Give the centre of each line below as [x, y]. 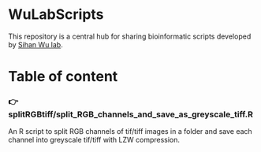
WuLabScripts [56, 15]
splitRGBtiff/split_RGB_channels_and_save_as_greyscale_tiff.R [131, 114]
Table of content [63, 77]
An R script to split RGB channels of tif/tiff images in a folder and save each [130, 132]
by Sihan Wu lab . [35, 44]
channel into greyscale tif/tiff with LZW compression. [94, 140]
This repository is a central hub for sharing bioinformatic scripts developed [130, 36]
